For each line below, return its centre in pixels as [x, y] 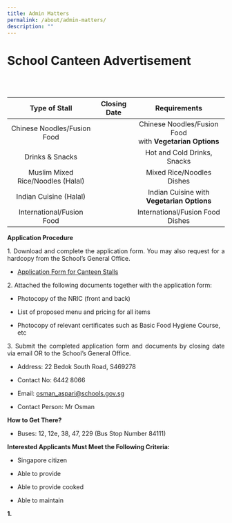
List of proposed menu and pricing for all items [84, 312]
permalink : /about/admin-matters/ [57, 20]
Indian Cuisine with [179, 193]
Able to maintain [40, 500]
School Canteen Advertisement [99, 60]
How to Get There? [35, 420]
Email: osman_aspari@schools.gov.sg [71, 393]
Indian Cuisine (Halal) [51, 197]
